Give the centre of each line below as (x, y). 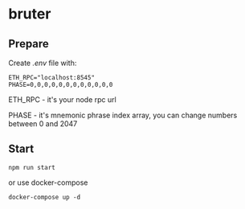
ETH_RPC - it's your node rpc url (62, 100)
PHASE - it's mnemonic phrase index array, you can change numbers (123, 115)
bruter (30, 14)
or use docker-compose (48, 182)
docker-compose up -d (45, 197)
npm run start (32, 167)
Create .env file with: (43, 63)
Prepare (29, 44)
